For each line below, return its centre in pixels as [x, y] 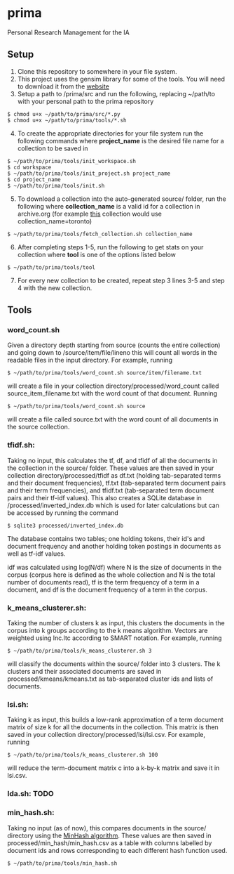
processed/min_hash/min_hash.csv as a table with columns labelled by [110, 843]
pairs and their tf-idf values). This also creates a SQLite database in [104, 497]
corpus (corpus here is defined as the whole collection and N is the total [111, 575]
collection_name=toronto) [55, 221]
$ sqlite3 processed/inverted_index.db [66, 526]
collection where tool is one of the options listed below [97, 254]
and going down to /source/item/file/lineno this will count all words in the [112, 353]
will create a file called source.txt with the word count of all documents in [113, 419]
